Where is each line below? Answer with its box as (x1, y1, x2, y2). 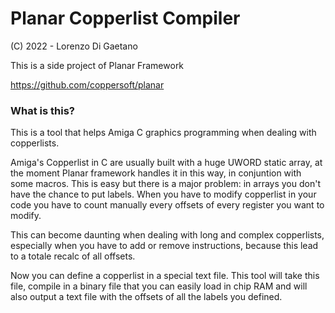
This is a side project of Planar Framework (10, 59, 185, 71)
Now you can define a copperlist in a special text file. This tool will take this (10, 270, 320, 282)
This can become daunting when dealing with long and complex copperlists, (10, 229, 325, 241)
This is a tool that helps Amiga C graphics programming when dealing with (10, 127, 317, 139)
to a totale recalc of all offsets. (10, 250, 136, 262)
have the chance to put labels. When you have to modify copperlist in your (10, 188, 317, 201)
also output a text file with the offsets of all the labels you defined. (10, 291, 283, 303)
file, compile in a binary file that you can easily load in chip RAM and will (10, 280, 308, 292)
